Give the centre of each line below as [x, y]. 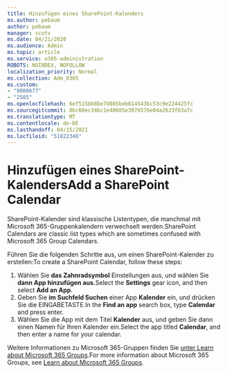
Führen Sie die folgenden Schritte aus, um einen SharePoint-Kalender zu [111, 254]
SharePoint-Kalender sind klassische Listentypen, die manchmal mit [104, 219]
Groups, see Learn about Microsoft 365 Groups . [75, 363]
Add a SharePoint [118, 185]
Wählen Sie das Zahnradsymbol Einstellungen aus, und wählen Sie [113, 275]
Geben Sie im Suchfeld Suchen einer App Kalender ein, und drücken [116, 297]
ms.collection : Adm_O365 [43, 78]
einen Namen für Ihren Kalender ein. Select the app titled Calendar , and [119, 327]
